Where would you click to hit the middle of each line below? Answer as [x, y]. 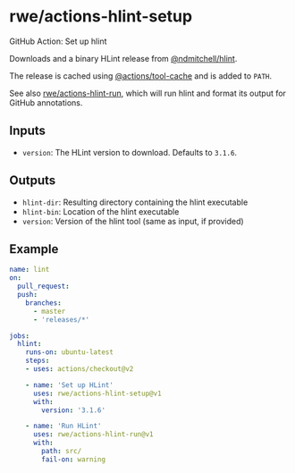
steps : [38, 361]
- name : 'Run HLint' [63, 427]
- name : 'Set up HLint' [70, 385]
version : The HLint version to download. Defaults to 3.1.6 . [130, 152]
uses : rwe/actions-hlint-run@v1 [93, 435]
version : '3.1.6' [73, 410]
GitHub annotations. [46, 102]
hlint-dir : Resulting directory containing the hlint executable [135, 202]
